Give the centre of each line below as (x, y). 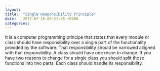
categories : (17, 23)
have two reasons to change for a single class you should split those (75, 58)
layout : (13, 10)
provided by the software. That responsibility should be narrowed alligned (80, 47)
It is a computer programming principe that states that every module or (77, 37)
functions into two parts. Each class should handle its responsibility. (74, 63)
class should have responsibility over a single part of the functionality (76, 43)
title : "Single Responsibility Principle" (51, 14)
